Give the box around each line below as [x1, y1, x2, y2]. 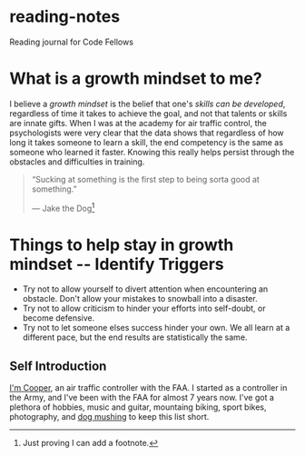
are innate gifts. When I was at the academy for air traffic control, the [9, 117, 268, 128]
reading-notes [9, 6, 121, 27]
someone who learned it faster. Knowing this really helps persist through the [9, 146, 295, 157]
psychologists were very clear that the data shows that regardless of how [9, 127, 284, 138]
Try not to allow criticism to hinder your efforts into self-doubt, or [22, 303, 266, 314]
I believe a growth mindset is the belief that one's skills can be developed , [9, 98, 286, 109]
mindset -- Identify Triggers [9, 253, 224, 274]
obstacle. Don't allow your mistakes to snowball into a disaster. [22, 293, 258, 304]
